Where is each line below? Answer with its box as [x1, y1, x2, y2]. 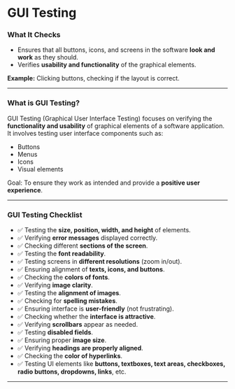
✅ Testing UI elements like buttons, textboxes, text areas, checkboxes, [17, 360, 226, 368]
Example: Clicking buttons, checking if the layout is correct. [7, 74, 180, 83]
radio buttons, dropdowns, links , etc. [17, 367, 127, 376]
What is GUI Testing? [7, 98, 80, 108]
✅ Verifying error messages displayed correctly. [17, 234, 158, 242]
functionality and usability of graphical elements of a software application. [7, 121, 225, 130]
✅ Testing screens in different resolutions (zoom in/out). [17, 257, 183, 266]
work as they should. [17, 53, 79, 62]
